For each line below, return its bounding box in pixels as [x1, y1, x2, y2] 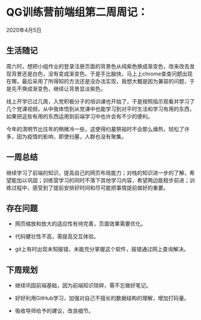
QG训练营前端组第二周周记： [6, 5, 148, 19]
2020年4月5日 [6, 26, 42, 33]
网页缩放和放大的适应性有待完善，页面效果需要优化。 [14, 220, 147, 227]
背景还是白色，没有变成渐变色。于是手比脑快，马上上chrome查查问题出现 [11, 70, 193, 77]
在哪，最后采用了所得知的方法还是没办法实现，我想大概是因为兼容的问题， [6, 77, 190, 84]
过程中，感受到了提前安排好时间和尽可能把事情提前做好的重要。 [11, 184, 169, 191]
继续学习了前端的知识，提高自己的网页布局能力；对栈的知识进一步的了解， [6, 169, 190, 176]
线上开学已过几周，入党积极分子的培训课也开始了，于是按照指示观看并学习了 [6, 97, 195, 105]
